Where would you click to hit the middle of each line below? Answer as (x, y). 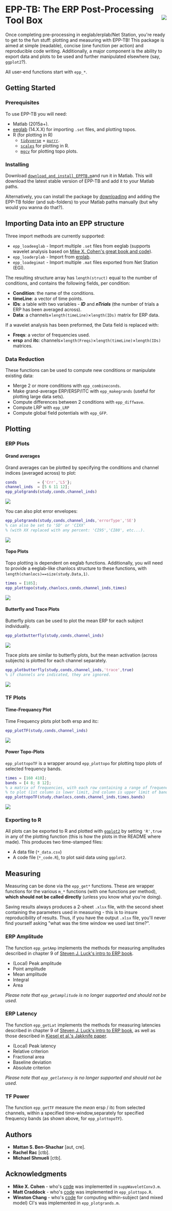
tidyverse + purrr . (40, 140)
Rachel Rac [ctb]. (31, 1152)
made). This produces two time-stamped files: (54, 842)
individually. (18, 626)
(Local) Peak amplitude (37, 963)
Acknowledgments (36, 1174)
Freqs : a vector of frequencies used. (51, 334)
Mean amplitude (30, 974)
